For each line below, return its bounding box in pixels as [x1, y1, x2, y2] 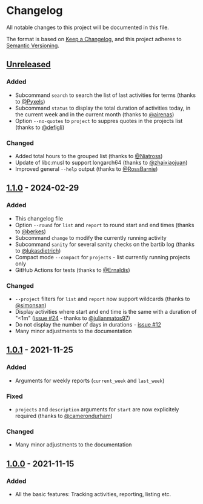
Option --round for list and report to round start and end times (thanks [15, 221, 195, 228]
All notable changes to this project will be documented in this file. [6, 24, 170, 31]
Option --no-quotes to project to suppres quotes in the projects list [15, 117, 183, 124]
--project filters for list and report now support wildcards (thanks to [15, 295, 190, 302]
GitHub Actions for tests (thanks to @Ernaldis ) [15, 266, 130, 273]
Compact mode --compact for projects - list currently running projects [15, 253, 190, 260]
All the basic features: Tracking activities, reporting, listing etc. [15, 490, 171, 497]
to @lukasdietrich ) [15, 247, 61, 254]
